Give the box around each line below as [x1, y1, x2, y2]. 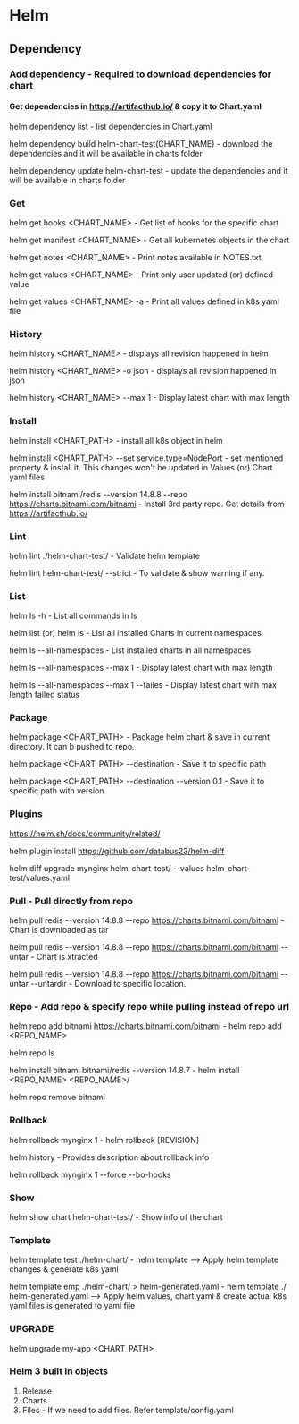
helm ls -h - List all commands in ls [9, 610, 137, 622]
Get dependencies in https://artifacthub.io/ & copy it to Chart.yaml [9, 101, 262, 112]
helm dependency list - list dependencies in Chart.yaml [9, 121, 212, 131]
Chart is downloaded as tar [9, 925, 109, 936]
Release [21, 1386, 52, 1396]
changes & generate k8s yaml [9, 1264, 119, 1275]
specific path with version [9, 785, 104, 796]
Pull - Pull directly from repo [9, 894, 134, 907]
